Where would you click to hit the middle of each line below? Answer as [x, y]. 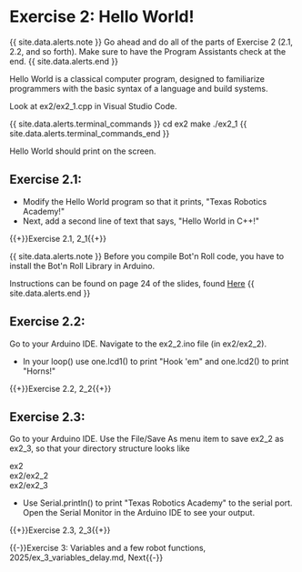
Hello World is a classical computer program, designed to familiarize [137, 78]
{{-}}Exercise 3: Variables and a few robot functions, [108, 548]
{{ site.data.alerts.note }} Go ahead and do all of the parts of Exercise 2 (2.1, [151, 42]
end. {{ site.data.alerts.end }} [64, 61]
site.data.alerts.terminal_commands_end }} [90, 133]
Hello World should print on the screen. [83, 151]
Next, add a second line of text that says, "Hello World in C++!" [141, 221]
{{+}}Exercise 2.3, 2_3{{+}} [60, 530]
